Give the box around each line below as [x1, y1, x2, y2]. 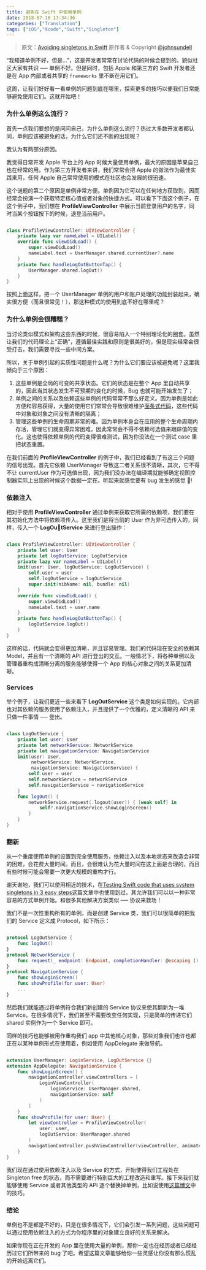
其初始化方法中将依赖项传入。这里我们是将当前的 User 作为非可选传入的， [6, 516, 194, 523]
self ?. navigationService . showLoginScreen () [39, 805, 152, 811]
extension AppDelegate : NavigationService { [6, 1063, 122, 1069]
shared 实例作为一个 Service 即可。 [6, 1019, 96, 1026]
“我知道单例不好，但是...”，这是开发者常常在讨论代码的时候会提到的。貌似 [6, 56, 193, 64]
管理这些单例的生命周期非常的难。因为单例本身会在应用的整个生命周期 [15, 418, 193, 425]
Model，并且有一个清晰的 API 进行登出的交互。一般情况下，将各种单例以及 [6, 652, 195, 659]
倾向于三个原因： [6, 366, 50, 373]
